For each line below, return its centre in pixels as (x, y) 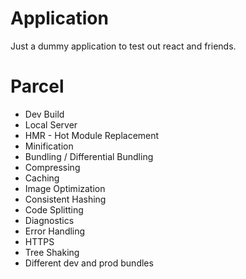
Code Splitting (54, 209)
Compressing (52, 167)
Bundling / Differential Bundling (89, 156)
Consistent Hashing (65, 199)
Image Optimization (65, 188)
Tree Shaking (52, 252)
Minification (49, 146)
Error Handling (55, 231)
